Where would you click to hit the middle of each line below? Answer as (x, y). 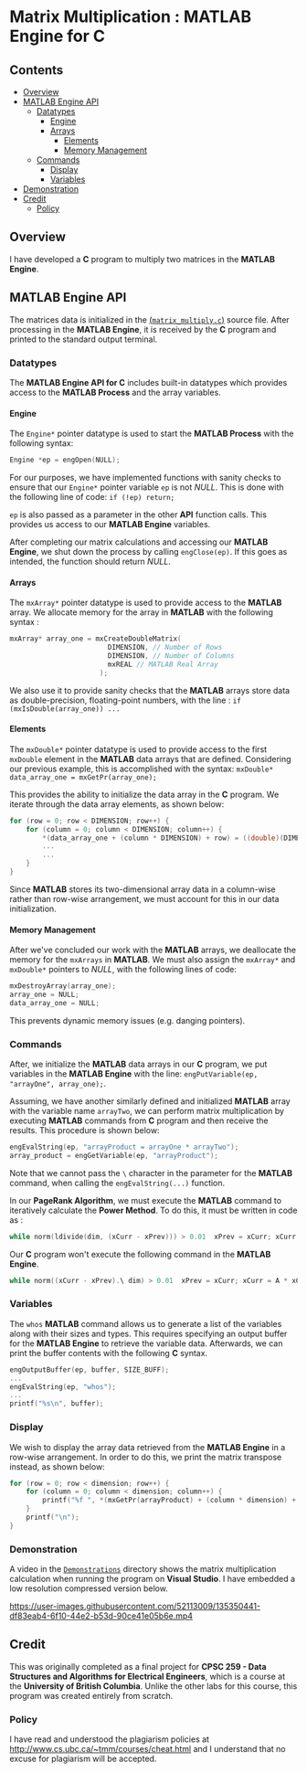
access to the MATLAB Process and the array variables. (115, 392)
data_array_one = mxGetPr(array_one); (83, 777)
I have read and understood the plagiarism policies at (110, 1739)
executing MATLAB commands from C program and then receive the (139, 1120)
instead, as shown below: (57, 1466)
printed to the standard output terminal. (84, 339)
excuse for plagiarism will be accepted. (83, 1759)
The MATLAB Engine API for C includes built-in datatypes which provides (148, 382)
